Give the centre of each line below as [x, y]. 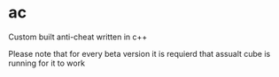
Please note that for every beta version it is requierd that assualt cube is [139, 53]
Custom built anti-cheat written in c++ [78, 37]
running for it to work [47, 63]
